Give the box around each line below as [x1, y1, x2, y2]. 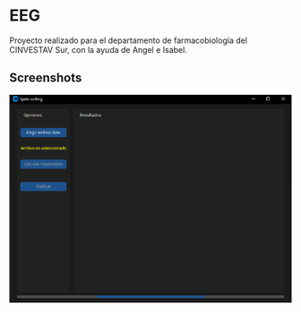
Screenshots [9, 71, 82, 86]
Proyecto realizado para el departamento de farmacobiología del [9, 35, 248, 46]
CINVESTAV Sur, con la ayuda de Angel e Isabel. [9, 44, 188, 55]
